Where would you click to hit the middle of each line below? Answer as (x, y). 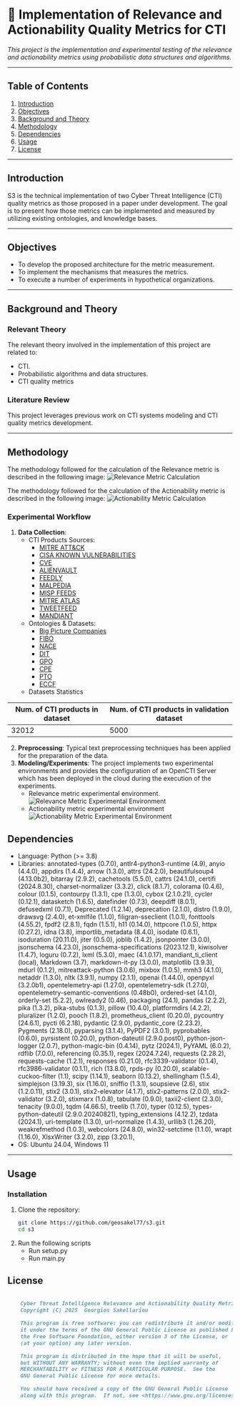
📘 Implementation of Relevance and (115, 15)
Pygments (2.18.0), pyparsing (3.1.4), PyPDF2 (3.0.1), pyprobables (114, 1031)
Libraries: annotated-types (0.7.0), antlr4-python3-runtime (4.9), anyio (121, 864)
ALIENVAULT (58, 570)
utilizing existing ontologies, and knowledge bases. (82, 218)
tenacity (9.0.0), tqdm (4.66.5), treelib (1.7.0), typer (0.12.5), (104, 1107)
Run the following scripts (54, 1243)
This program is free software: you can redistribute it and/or (118, 1323)
